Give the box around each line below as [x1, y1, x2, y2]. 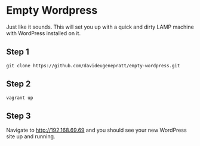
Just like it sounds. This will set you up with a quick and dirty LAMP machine [6, 23, 194, 30]
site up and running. [6, 133, 56, 140]
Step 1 [6, 47, 30, 57]
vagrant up [6, 95, 33, 101]
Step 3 [6, 111, 31, 121]
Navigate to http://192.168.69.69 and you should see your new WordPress [6, 126, 187, 134]
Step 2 [6, 79, 31, 89]
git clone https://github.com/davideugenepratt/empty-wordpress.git [6, 63, 180, 69]
